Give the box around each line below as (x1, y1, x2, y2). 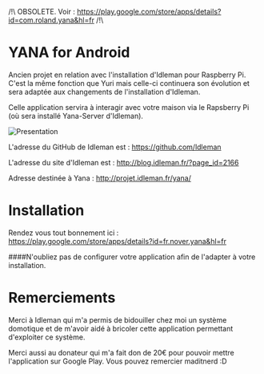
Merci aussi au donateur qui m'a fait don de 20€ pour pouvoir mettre (8, 348, 234, 357)
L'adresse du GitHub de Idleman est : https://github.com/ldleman (8, 142, 222, 152)
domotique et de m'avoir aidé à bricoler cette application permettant (8, 323, 234, 333)
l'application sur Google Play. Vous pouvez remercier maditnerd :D (8, 356, 227, 366)
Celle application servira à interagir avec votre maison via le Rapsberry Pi (8, 102, 250, 112)
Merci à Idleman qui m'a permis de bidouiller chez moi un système (8, 315, 227, 324)
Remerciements (8, 289, 116, 307)
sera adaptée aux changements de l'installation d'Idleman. (8, 87, 201, 96)
